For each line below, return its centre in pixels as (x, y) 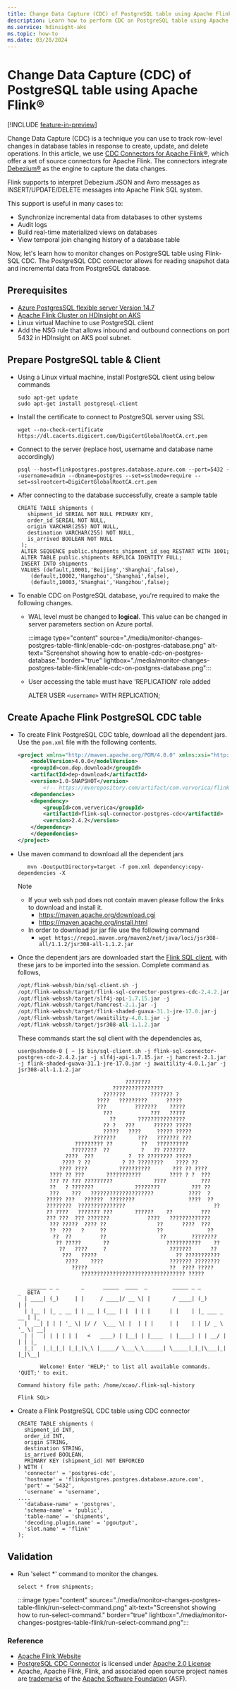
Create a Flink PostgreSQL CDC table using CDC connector (104, 1411)
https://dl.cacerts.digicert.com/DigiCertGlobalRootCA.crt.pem (113, 436)
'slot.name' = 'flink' (57, 1529)
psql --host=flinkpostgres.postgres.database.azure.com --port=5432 (120, 470)
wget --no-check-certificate (60, 430)
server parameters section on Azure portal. (91, 624)
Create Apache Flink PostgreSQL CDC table (105, 717)
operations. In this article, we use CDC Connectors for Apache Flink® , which (118, 153)
